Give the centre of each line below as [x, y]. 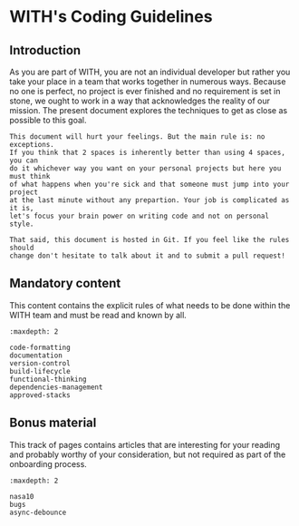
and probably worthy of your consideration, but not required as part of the [148, 454]
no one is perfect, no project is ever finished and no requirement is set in [145, 91]
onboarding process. [48, 463]
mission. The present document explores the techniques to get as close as [149, 110]
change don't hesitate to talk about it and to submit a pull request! [147, 256]
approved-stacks [40, 395]
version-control [40, 363]
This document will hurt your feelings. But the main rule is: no [137, 137]
